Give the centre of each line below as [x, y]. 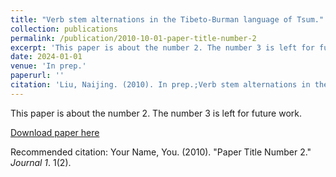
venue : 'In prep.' [48, 66]
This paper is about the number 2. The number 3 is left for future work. [156, 113]
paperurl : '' [37, 76]
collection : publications [64, 29]
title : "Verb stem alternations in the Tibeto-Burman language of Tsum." [167, 19]
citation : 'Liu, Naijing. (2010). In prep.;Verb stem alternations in [160, 85]
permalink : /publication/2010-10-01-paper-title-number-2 [133, 38]
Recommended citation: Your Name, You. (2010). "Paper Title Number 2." [161, 152]
